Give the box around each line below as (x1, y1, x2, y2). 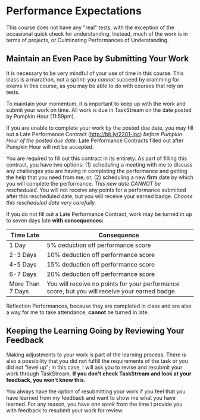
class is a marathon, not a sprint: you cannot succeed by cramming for (6, 76, 180, 83)
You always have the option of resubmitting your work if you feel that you (6, 388, 186, 395)
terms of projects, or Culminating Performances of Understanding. (6, 36, 169, 43)
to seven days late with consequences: (6, 217, 104, 224)
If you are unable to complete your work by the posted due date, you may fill (6, 124, 193, 131)
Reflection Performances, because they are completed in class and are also (6, 302, 192, 309)
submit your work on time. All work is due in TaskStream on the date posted (6, 106, 192, 114)
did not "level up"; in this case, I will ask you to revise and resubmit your (6, 363, 183, 371)
